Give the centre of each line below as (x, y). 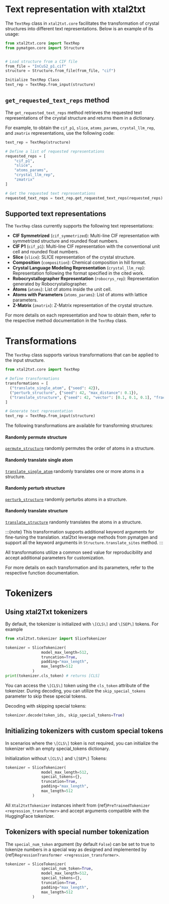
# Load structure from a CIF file (41, 62)
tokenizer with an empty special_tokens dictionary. (58, 749)
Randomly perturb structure (35, 488)
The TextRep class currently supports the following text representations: (79, 226)
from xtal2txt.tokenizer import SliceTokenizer (56, 639)
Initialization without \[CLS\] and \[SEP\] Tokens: (56, 758)
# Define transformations (32, 379)
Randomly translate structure (36, 511)
